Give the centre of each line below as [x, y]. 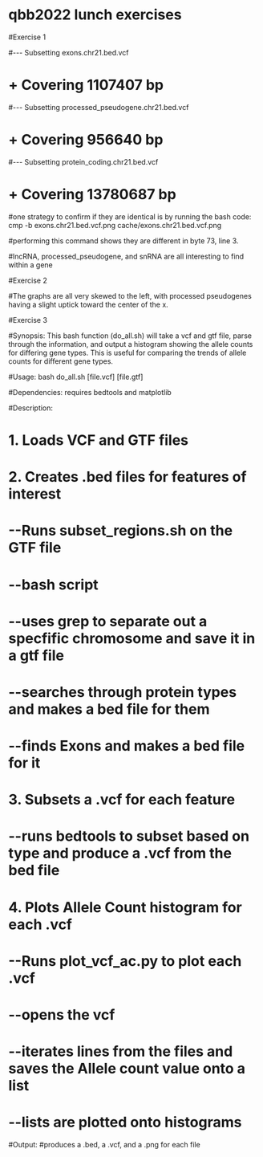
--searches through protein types [123, 692]
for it [24, 763]
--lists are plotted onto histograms [125, 1122]
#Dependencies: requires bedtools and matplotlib [90, 392]
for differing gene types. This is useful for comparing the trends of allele [127, 352]
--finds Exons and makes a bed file [127, 746]
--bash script [53, 585]
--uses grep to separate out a [108, 621]
